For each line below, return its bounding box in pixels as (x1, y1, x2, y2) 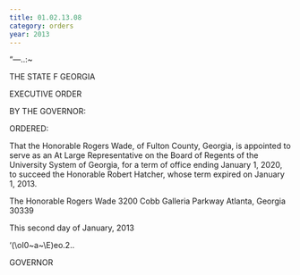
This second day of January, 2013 (9, 222, 134, 233)
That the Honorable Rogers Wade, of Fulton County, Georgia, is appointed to (9, 140, 291, 152)
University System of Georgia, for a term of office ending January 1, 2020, (9, 160, 283, 171)
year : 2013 (9, 29, 50, 38)
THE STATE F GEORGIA (9, 71, 96, 82)
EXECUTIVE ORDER (9, 88, 82, 99)
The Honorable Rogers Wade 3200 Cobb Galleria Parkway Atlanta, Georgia (9, 196, 287, 206)
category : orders (9, 21, 74, 30)
